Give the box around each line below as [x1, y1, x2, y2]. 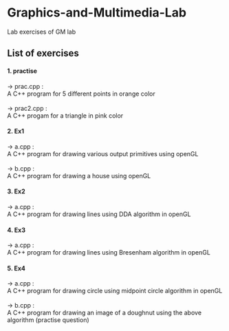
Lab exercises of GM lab [7, 28, 76, 36]
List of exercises [7, 47, 79, 59]
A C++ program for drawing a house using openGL [7, 171, 151, 180]
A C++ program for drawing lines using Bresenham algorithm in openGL [7, 248, 211, 257]
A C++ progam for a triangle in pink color [7, 111, 124, 120]
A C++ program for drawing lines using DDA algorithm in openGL [7, 210, 191, 218]
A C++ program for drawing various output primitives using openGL [7, 149, 199, 158]
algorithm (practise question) [7, 316, 89, 324]
